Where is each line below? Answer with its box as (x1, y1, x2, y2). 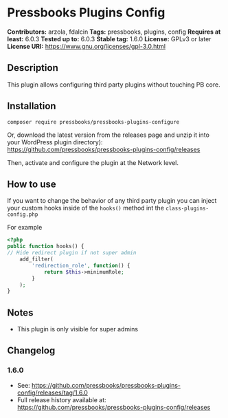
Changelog (7, 345, 56, 357)
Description (7, 62, 58, 74)
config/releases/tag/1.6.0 (16, 388, 88, 397)
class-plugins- (166, 205, 209, 212)
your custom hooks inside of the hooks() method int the (7, 204, 165, 212)
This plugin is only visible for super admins (16, 325, 139, 333)
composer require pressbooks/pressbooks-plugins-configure (7, 118, 180, 125)
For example (7, 223, 43, 232)
